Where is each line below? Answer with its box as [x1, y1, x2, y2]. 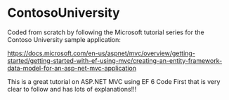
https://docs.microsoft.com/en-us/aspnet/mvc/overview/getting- [7, 49, 195, 57]
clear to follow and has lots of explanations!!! [7, 85, 137, 93]
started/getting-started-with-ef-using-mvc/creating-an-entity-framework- [7, 56, 223, 64]
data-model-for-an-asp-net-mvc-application [7, 64, 137, 72]
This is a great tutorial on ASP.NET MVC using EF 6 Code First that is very [7, 77, 221, 85]
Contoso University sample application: [7, 35, 122, 43]
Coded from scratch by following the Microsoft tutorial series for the [7, 28, 205, 36]
